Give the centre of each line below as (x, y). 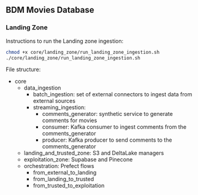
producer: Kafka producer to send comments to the (107, 140)
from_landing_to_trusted (63, 179)
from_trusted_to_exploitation (69, 186)
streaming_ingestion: (59, 107)
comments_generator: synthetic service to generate (107, 114)
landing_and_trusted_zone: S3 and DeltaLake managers (94, 153)
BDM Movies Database (50, 10)
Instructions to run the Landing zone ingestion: (65, 41)
